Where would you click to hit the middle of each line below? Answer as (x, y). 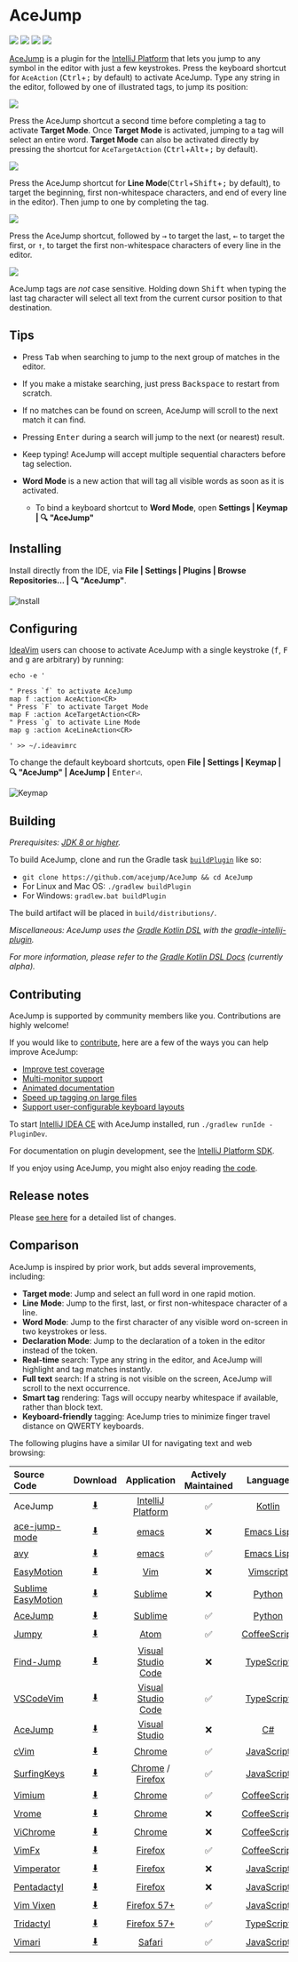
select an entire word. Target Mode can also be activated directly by (134, 140)
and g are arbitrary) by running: (67, 660)
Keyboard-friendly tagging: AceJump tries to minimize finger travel (146, 1416)
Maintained (208, 1485)
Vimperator (37, 1869)
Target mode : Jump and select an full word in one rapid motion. (138, 1293)
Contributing (45, 994)
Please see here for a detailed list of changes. (93, 1217)
